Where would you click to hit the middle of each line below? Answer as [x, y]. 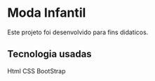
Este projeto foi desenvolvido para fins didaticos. [78, 32]
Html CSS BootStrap [36, 71]
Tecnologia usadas [50, 54]
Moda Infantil [47, 13]
